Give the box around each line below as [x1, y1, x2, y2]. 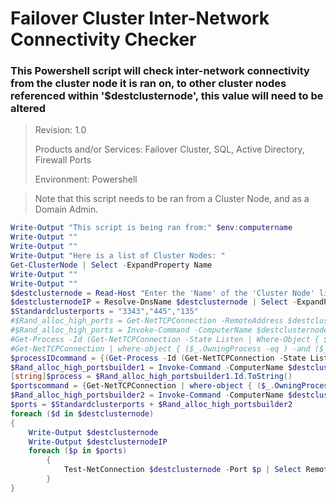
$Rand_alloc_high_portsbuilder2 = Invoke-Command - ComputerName [10, 390, 284, 401]
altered [10, 102, 47, 116]
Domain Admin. [34, 203, 99, 216]
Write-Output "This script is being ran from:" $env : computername [10, 223, 293, 233]
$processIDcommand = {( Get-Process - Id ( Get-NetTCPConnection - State [10, 353, 307, 363]
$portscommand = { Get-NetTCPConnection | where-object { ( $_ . [10, 381, 275, 391]
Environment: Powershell [34, 173, 138, 186]
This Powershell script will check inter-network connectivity [10, 64, 310, 78]
